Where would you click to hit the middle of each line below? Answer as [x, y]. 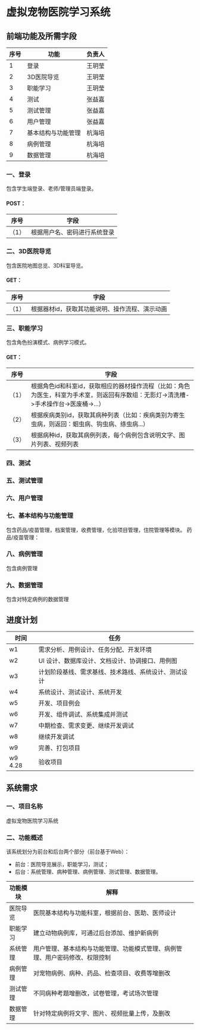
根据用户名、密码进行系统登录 [73, 232]
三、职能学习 [25, 328]
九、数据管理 [25, 585]
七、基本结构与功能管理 [40, 516]
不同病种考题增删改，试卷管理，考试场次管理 [96, 993]
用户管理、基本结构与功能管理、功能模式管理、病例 [105, 948]
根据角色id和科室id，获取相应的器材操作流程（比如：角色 [110, 386]
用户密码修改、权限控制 [78, 957]
